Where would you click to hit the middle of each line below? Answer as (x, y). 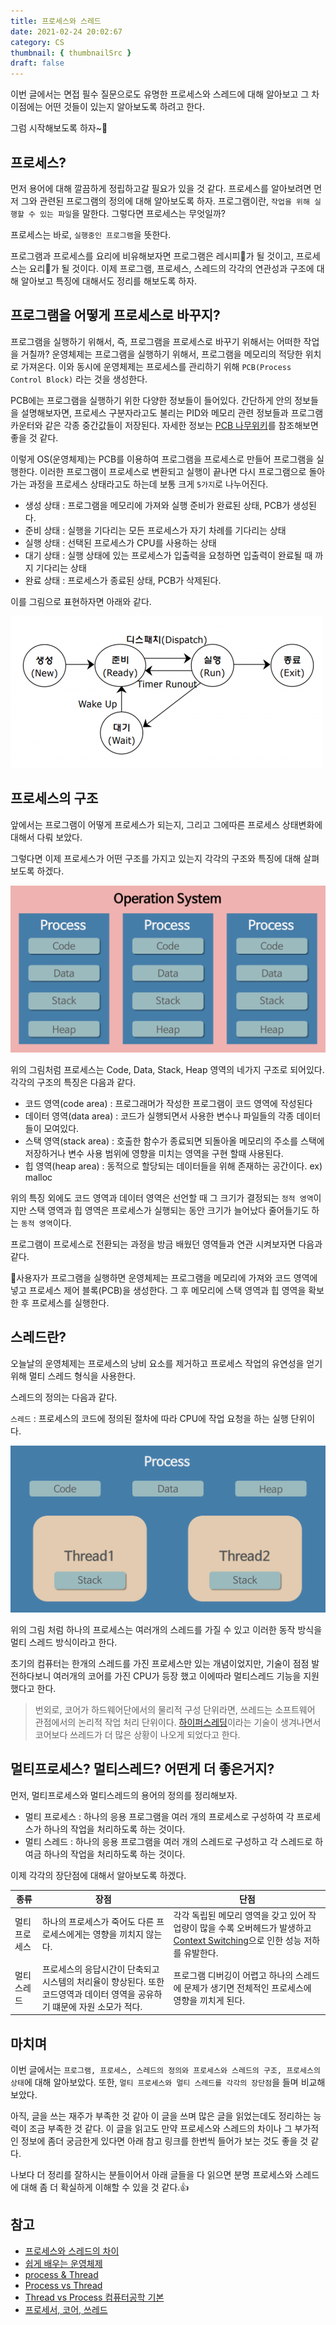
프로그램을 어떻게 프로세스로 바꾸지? (115, 315)
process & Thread (61, 2274)
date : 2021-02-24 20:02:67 (66, 31)
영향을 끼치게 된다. (209, 2000)
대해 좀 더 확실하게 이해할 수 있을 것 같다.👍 (105, 2187)
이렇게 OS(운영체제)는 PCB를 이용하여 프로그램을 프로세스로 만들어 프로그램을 (162, 459)
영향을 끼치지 (118, 1934)
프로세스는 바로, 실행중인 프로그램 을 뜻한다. (91, 234)
